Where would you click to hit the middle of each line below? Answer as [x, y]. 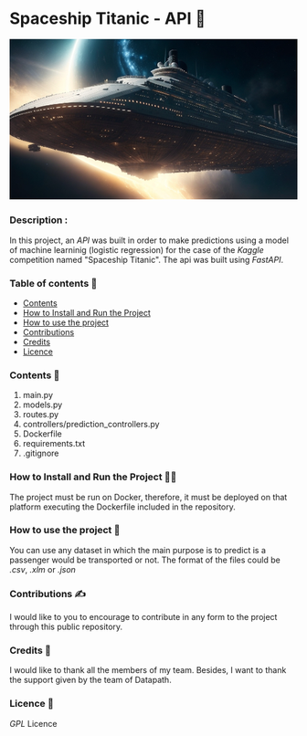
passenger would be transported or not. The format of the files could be [145, 560]
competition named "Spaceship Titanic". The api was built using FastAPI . [147, 259]
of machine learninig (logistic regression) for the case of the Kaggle [137, 249]
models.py [42, 405]
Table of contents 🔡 [53, 283]
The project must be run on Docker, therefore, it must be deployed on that [148, 497]
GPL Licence [33, 723]
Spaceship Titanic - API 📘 [108, 19]
